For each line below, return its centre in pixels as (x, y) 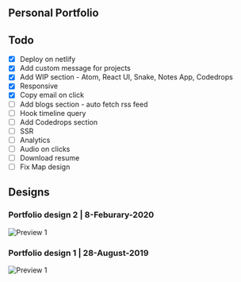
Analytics (35, 140)
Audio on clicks (45, 149)
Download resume (50, 157)
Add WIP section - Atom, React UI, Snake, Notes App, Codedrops (126, 77)
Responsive (38, 86)
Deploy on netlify (48, 60)
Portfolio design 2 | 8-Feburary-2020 (81, 215)
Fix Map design (45, 167)
